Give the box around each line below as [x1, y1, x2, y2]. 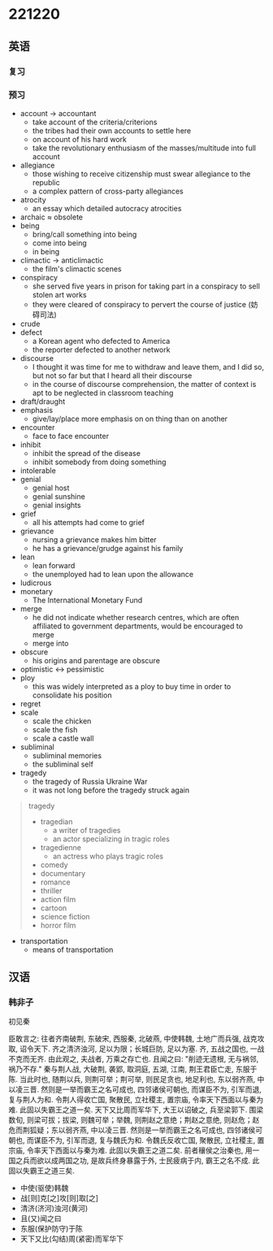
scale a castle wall [32, 733, 94, 743]
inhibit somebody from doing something [32, 457, 167, 467]
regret [19, 698, 41, 708]
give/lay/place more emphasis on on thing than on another [32, 414, 228, 424]
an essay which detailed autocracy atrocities [32, 203, 182, 213]
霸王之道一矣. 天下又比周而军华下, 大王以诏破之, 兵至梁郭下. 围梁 [47, 1105, 264, 1114]
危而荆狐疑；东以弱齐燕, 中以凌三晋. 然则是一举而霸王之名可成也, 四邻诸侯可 [8, 1125, 262, 1135]
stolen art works [32, 289, 87, 299]
